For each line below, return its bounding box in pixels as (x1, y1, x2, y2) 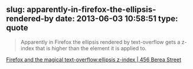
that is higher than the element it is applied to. (35, 44, 147, 51)
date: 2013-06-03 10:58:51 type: (55, 14, 178, 24)
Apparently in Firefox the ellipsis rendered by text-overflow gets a (20, 38, 181, 46)
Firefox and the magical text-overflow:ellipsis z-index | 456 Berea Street (6, 56, 182, 63)
